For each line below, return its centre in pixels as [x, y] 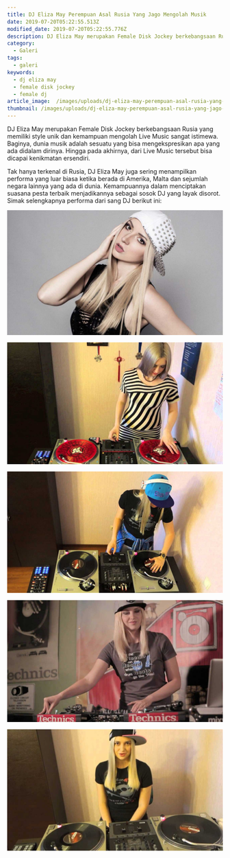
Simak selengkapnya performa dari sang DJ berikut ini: [85, 200]
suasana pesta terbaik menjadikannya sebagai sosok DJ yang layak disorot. [114, 193]
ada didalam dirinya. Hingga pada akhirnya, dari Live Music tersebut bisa [110, 151]
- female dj [30, 94]
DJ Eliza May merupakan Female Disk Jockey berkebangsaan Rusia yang [110, 129]
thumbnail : [23, 109]
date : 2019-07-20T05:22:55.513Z [53, 22]
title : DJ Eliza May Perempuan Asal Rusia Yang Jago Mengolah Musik [107, 14]
